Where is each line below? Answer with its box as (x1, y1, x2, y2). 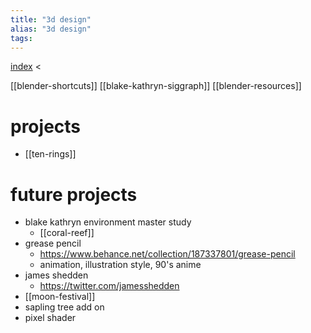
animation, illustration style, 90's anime (39, 259, 202, 271)
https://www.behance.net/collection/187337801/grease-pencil (39, 248, 296, 260)
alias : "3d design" (10, 24, 92, 34)
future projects (10, 183, 138, 206)
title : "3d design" (10, 14, 92, 25)
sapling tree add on (24, 301, 105, 313)
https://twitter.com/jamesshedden (39, 280, 180, 292)
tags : (10, 33, 33, 43)
